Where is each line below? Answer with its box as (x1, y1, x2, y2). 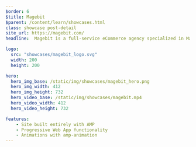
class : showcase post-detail (5, 24, 77, 31)
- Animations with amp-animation (16, 132, 98, 138)
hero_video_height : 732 (11, 106, 68, 111)
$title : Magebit (5, 14, 45, 20)
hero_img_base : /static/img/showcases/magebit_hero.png (11, 78, 150, 85)
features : (5, 116, 30, 122)
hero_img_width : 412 (11, 84, 61, 90)
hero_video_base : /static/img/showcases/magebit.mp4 (11, 94, 142, 101)
